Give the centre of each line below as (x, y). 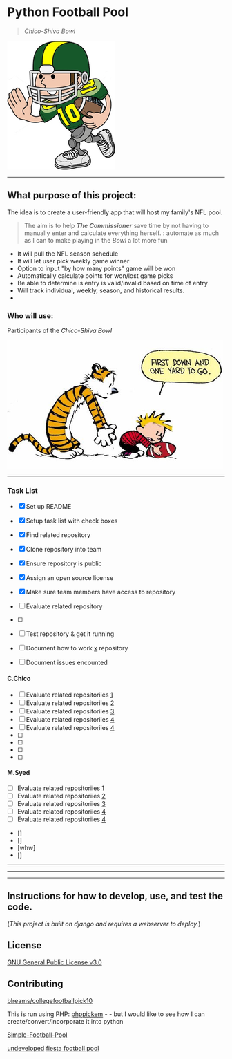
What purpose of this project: (72, 195)
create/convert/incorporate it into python (65, 1021)
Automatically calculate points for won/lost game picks (95, 275)
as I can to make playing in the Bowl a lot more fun (96, 240)
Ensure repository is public (64, 563)
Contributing (35, 984)
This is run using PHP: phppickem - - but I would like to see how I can (106, 1014)
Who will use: (30, 315)
